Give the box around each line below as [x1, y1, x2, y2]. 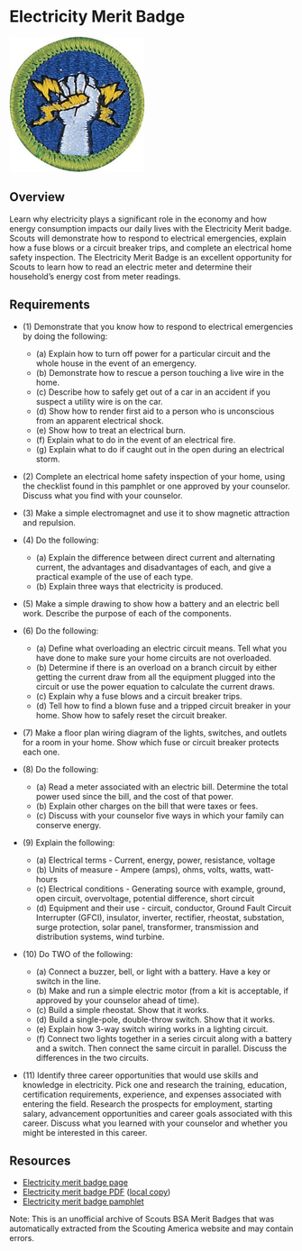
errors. [9, 1233, 34, 1244]
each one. [22, 746, 60, 757]
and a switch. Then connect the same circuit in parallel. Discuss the [35, 1043, 287, 1054]
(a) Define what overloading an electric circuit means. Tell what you [35, 643, 287, 653]
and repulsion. [22, 516, 77, 528]
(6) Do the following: [22, 625, 99, 636]
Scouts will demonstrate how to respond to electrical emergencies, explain [9, 233, 287, 243]
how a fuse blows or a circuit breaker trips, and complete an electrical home [9, 242, 292, 253]
